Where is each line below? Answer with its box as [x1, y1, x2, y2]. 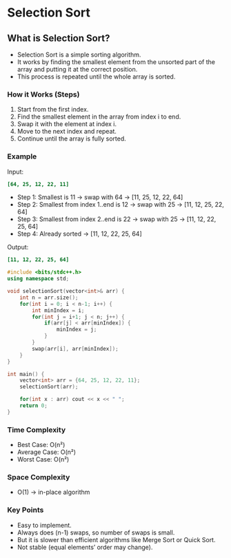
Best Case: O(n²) [17, 441, 66, 449]
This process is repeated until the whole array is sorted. [17, 72, 176, 81]
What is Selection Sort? [7, 32, 110, 44]
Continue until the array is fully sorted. [17, 134, 126, 143]
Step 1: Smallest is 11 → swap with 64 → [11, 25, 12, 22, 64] [17, 193, 183, 201]
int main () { [7, 371, 45, 378]
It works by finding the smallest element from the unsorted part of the [17, 58, 216, 66]
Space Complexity [7, 473, 70, 482]
